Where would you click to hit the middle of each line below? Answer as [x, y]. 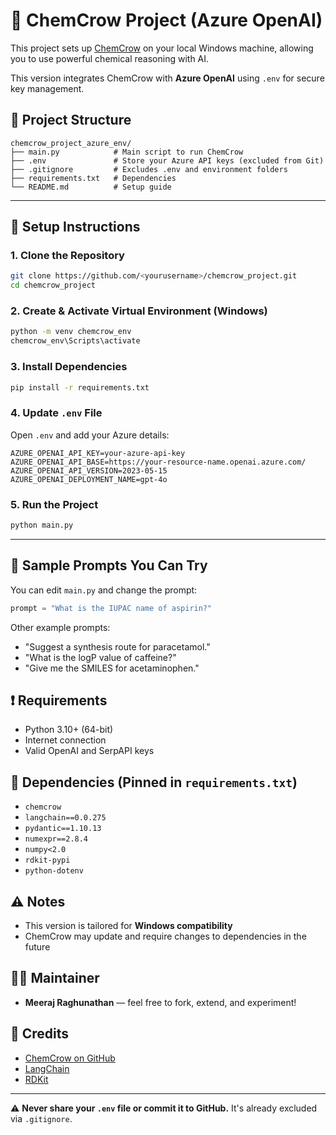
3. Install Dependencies [69, 367]
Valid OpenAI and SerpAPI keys [89, 751]
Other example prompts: [60, 627]
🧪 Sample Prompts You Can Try [109, 565]
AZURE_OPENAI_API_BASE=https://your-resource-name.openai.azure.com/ [158, 462]
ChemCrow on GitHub [70, 1058]
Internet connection [65, 740]
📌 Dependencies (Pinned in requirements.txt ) [154, 782]
